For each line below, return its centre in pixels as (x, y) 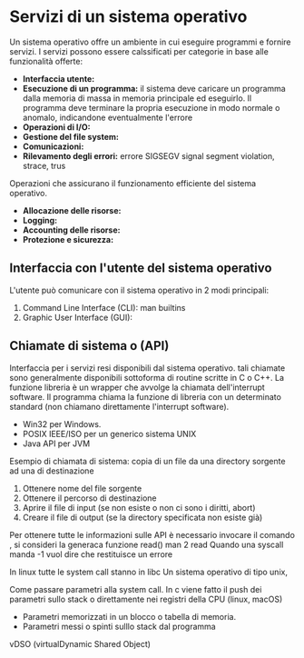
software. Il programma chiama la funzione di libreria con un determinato (145, 396)
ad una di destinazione (52, 471)
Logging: (40, 220)
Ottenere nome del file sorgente (82, 488)
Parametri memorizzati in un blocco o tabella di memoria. (129, 616)
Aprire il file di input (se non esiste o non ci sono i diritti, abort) (139, 507)
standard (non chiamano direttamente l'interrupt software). (119, 406)
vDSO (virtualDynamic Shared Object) (80, 643)
